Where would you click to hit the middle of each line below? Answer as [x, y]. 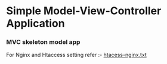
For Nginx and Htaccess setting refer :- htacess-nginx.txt [77, 55]
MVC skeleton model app [43, 42]
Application [35, 23]
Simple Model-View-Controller [84, 11]
